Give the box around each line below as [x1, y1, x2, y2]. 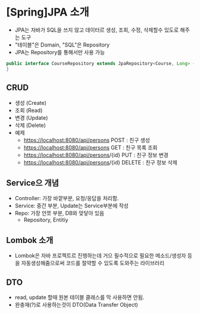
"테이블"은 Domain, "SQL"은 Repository [14, 41, 110, 48]
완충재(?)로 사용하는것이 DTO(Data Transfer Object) [14, 301, 139, 308]
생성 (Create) [14, 99, 46, 106]
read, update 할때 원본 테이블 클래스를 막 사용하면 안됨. [14, 293, 145, 301]
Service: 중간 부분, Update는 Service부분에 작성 [14, 202, 129, 209]
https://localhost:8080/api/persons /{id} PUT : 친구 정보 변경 [23, 151, 168, 158]
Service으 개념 [6, 178, 60, 188]
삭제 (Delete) [14, 122, 46, 129]
